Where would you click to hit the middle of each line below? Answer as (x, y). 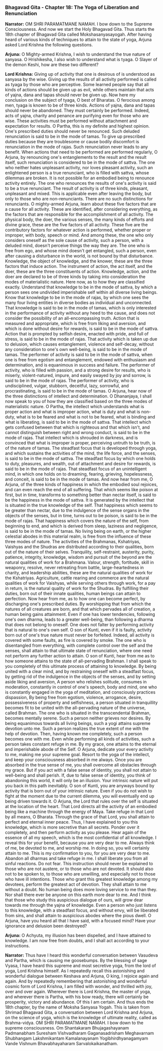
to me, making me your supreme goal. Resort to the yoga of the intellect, (78, 755)
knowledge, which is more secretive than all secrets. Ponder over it (72, 827)
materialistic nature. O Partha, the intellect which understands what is (75, 407)
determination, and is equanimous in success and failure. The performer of (80, 365)
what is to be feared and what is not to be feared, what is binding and (86, 417)
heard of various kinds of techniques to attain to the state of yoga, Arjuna (78, 40)
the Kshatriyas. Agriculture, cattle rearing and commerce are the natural (77, 578)
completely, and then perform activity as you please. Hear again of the (76, 832)
